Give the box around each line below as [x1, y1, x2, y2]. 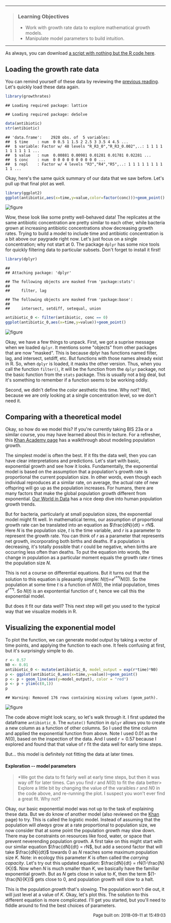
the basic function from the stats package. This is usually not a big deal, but [5, 371, 166, 378]
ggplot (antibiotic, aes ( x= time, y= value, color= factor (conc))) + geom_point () [5, 195, 165, 200]
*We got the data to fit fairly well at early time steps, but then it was [17, 774, 160, 780]
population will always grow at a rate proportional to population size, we [5, 822, 156, 828]
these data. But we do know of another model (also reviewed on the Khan [5, 811, 159, 817]
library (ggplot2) [5, 190, 42, 196]
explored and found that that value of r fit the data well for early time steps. [5, 741, 163, 747]
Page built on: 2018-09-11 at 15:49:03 [93, 912, 166, 918]
